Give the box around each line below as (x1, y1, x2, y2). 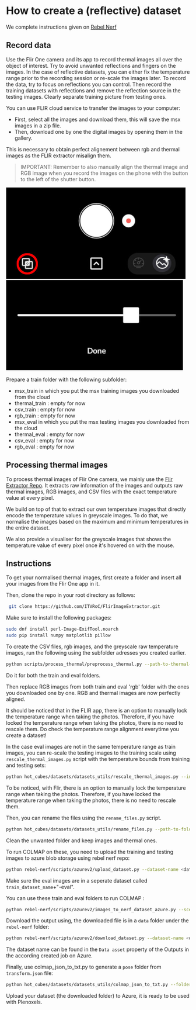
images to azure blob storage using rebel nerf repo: (6, 855, 130, 862)
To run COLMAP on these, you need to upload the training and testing (6, 848, 174, 855)
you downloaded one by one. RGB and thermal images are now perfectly (6, 689, 181, 696)
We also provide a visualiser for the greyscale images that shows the (6, 535, 171, 542)
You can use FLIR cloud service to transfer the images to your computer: (6, 104, 181, 112)
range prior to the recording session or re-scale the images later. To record (6, 74, 186, 81)
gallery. (14, 134, 33, 141)
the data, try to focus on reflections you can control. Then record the (6, 81, 171, 88)
